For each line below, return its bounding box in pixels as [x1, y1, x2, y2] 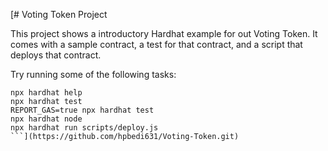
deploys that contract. [10, 49, 102, 61]
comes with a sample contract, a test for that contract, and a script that [10, 39, 303, 50]
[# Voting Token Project [10, 9, 108, 20]
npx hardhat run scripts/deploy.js [10, 123, 159, 133]
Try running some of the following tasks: [10, 69, 177, 80]
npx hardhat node [10, 114, 83, 124]
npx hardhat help [10, 88, 83, 98]
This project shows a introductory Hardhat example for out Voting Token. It [10, 28, 318, 39]
